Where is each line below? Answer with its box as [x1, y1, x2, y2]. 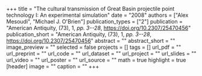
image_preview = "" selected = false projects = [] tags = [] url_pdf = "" [6, 43, 181, 51]
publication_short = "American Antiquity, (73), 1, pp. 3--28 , [6, 31, 152, 38]
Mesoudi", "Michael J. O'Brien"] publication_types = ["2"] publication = [6, 18, 183, 25]
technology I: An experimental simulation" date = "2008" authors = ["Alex [6, 11, 189, 19]
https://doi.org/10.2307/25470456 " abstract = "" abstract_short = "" [6, 37, 175, 44]
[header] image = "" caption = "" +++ [6, 63, 99, 70]
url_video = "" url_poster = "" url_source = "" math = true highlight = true [6, 57, 186, 63]
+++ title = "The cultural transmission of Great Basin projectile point [6, 5, 175, 12]
